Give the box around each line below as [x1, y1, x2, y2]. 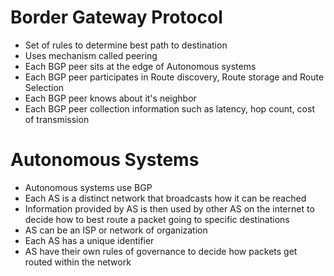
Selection [24, 81, 65, 93]
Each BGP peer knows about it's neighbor [24, 92, 197, 104]
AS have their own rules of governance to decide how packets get [24, 245, 298, 257]
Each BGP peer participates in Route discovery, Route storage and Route [24, 71, 325, 83]
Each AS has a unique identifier [24, 234, 155, 246]
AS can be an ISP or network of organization [24, 224, 208, 236]
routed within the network [24, 256, 132, 268]
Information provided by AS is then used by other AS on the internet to [24, 202, 315, 215]
